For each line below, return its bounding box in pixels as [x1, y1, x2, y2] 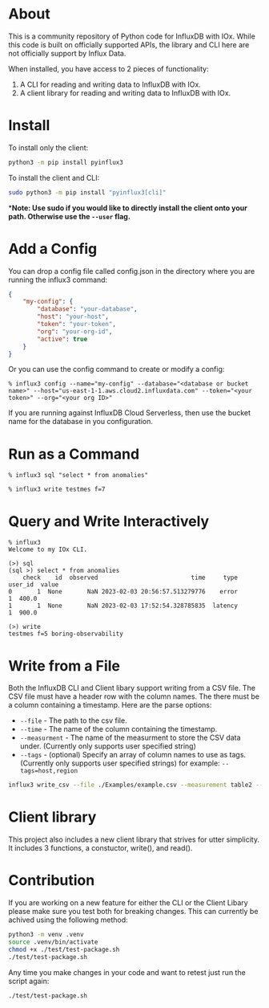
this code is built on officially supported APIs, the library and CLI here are [8, 39, 250, 49]
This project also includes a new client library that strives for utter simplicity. [8, 835, 260, 844]
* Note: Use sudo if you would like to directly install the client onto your [8, 202, 248, 213]
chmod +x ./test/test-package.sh [8, 945, 120, 953]
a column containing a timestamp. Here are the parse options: [8, 700, 212, 710]
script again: [8, 976, 50, 986]
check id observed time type [22, 573, 239, 582]
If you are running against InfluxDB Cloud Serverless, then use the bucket [8, 408, 251, 418]
